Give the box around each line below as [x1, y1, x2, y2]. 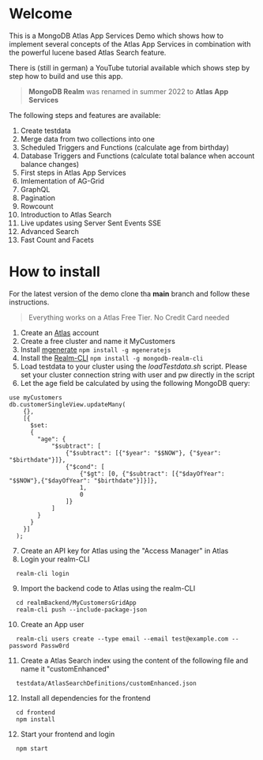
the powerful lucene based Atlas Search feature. [9, 47, 167, 57]
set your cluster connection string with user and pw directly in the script [20, 369, 255, 380]
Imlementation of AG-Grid [20, 176, 105, 186]
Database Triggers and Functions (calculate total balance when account [20, 151, 255, 161]
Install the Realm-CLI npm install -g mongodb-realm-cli [20, 353, 204, 362]
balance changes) [20, 159, 80, 168]
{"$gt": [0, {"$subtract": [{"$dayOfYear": [79, 470, 225, 478]
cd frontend [16, 709, 56, 717]
